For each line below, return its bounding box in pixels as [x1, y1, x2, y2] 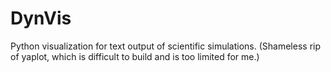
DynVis [10, 7, 72, 30]
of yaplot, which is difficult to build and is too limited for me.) [10, 50, 260, 62]
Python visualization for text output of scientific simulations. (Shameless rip [10, 40, 322, 52]
